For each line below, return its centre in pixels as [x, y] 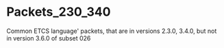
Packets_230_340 [59, 12]
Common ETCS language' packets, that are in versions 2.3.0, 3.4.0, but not [112, 31]
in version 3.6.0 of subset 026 [49, 38]
